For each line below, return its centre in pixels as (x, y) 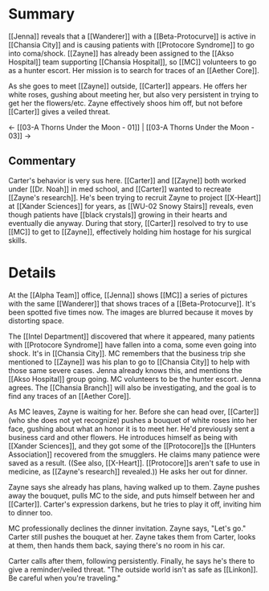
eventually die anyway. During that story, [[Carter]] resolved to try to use (128, 223)
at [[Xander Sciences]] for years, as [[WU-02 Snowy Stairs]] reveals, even (131, 206)
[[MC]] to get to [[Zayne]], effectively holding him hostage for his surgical (130, 232)
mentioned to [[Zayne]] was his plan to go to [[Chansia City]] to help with (129, 362)
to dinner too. (31, 512)
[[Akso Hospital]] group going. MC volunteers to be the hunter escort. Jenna (135, 379)
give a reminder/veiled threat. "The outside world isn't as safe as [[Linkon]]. (133, 569)
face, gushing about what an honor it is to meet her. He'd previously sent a (132, 429)
